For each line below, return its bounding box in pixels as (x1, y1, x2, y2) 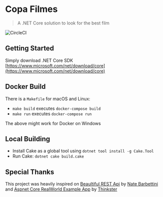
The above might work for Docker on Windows (5, 120, 101, 126)
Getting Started (5, 44, 54, 53)
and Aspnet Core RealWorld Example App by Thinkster (5, 186, 118, 193)
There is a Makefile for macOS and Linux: (5, 96, 91, 102)
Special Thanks (5, 168, 54, 176)
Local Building (5, 135, 50, 143)
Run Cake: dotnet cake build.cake (12, 153, 84, 159)
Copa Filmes (5, 3, 58, 15)
